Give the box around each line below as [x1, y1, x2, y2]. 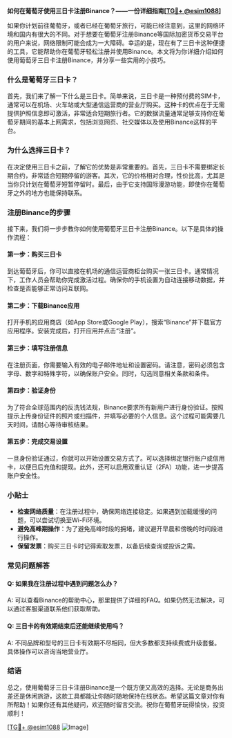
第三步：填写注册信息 [7, 344, 68, 352]
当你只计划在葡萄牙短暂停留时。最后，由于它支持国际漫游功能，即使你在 [7, 180, 213, 188]
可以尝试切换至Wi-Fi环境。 [29, 516, 106, 524]
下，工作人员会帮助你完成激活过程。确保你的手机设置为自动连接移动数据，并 [7, 276, 225, 284]
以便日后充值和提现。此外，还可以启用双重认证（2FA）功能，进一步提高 [19, 463, 224, 471]
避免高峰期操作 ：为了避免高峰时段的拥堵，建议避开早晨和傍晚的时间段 [17, 525, 217, 533]
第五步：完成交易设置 [7, 437, 68, 445]
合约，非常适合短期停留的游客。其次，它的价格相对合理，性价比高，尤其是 [12, 171, 225, 179]
